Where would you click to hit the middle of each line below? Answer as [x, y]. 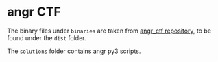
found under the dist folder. [47, 37]
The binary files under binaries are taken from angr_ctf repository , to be [109, 31]
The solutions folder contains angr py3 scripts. [74, 51]
